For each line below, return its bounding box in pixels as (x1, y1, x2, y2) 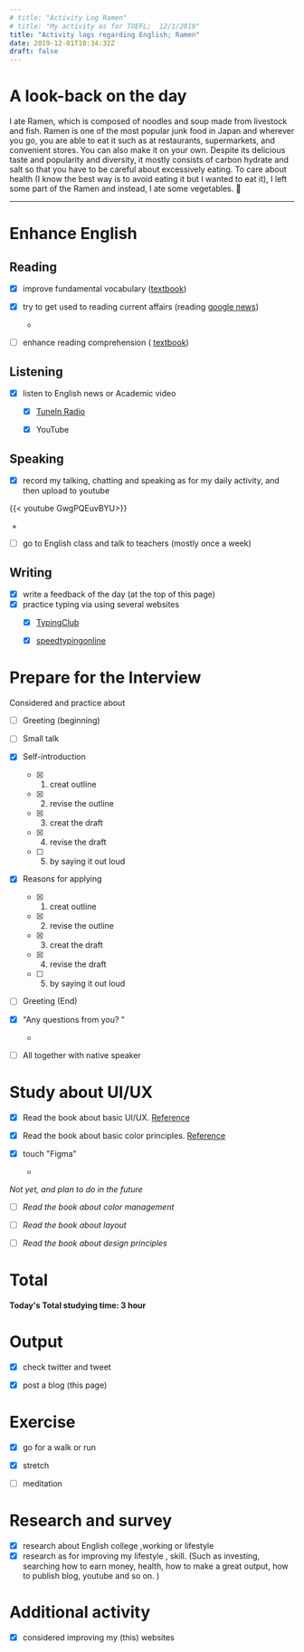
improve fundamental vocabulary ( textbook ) (22, 283, 187, 294)
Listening (9, 364, 63, 379)
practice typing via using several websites (22, 599, 180, 610)
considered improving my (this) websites (22, 1632, 175, 1643)
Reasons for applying (22, 874, 102, 884)
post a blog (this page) (22, 1380, 108, 1390)
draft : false (9, 47, 59, 56)
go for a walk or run (22, 1441, 97, 1453)
